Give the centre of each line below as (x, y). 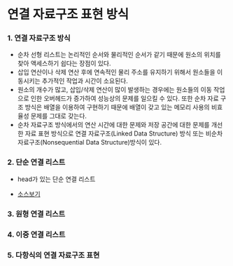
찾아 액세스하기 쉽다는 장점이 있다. (64, 63)
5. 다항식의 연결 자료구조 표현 (54, 255)
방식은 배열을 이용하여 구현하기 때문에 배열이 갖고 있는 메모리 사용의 (117, 107)
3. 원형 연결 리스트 (36, 213)
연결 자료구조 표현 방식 (68, 14)
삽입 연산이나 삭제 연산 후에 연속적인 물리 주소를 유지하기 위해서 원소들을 (116, 72)
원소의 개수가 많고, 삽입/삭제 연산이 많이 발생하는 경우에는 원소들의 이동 (114, 90)
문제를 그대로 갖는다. (59, 116)
